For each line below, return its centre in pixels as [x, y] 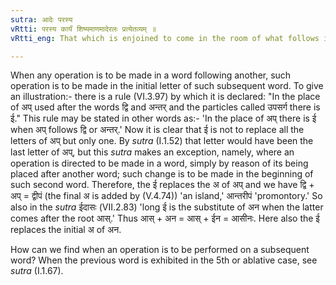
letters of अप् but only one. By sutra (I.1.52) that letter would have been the [162, 141]
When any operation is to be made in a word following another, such [151, 75]
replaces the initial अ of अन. [66, 230]
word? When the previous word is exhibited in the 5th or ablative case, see [164, 260]
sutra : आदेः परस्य [41, 19]
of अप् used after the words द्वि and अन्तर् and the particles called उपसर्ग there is [165, 107]
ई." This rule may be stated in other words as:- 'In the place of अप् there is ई [163, 118]
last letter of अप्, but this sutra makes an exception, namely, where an [152, 152]
